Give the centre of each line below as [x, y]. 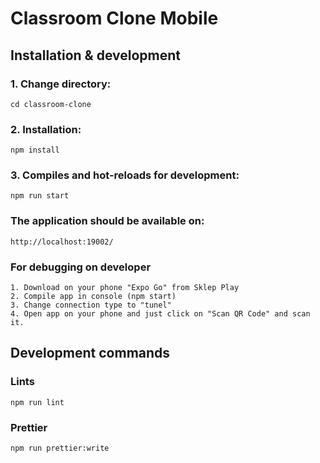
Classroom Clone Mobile [114, 18]
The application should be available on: [107, 221]
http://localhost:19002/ [62, 242]
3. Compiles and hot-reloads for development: [125, 175]
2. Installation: [46, 129]
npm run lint [37, 402]
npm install [35, 150]
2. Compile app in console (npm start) [93, 297]
